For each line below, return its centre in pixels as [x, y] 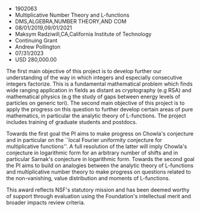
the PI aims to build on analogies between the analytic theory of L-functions [100, 165]
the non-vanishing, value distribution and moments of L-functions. [88, 178]
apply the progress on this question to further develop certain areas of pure [100, 109]
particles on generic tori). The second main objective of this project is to [95, 103]
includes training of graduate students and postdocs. [72, 122]
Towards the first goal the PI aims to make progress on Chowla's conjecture [100, 134]
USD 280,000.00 [36, 60]
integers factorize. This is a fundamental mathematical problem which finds [100, 84]
